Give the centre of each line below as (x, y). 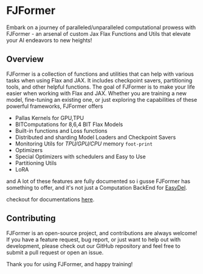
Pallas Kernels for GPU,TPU (49, 118)
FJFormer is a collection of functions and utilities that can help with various (100, 74)
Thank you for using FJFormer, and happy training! (70, 264)
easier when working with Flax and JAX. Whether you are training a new (97, 93)
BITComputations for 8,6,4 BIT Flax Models (69, 124)
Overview (25, 59)
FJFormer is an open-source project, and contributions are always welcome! (102, 233)
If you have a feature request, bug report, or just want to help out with (94, 239)
